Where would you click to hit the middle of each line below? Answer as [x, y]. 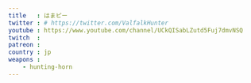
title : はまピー [38, 15]
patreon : [25, 45]
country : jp [30, 52]
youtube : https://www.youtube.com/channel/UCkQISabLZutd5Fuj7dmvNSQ [126, 30]
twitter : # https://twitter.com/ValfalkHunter [89, 23]
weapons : [25, 60]
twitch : [25, 38]
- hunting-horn [48, 67]
